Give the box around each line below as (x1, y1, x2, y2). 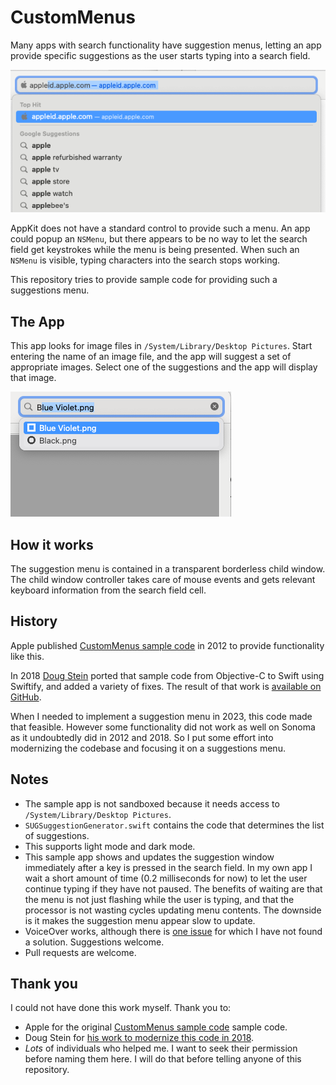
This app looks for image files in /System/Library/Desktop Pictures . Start (10, 340, 313, 352)
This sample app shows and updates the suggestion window (24, 851, 275, 863)
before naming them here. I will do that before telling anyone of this (24, 1053, 302, 1065)
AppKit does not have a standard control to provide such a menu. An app (10, 222, 311, 235)
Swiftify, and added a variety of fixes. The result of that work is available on (10, 680, 322, 692)
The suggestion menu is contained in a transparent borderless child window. (10, 562, 326, 575)
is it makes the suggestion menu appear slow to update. (24, 914, 256, 926)
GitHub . (10, 691, 42, 703)
